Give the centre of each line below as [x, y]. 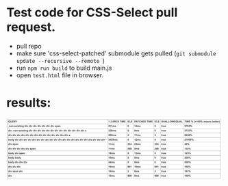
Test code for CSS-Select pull [92, 13]
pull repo [29, 46]
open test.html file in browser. [60, 75]
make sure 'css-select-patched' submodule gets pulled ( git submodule [116, 53]
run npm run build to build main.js [64, 68]
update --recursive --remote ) [61, 60]
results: [29, 103]
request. [31, 27]
